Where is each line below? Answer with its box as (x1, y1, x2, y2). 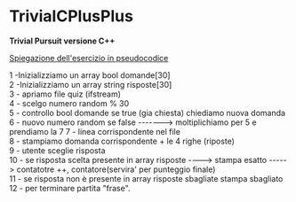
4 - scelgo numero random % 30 (9, 97, 130, 108)
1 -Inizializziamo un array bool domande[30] (9, 69, 171, 81)
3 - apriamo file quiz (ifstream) (9, 89, 122, 99)
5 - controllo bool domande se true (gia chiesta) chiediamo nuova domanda (9, 107, 286, 118)
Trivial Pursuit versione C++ (9, 35, 116, 46)
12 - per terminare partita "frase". (9, 183, 131, 193)
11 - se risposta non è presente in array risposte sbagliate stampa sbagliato (9, 173, 284, 183)
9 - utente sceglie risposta (9, 144, 106, 156)
